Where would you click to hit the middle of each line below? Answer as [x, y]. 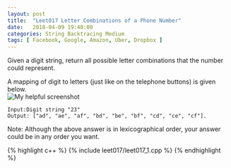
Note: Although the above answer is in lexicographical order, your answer [114, 129]
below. [17, 89]
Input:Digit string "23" [44, 110]
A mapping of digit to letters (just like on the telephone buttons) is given [112, 82]
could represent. [31, 68]
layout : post [26, 14]
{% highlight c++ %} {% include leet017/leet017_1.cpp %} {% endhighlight [114, 150]
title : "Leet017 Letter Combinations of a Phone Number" [94, 21]
